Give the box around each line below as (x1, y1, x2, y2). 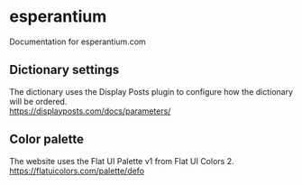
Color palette (9, 132, 84, 147)
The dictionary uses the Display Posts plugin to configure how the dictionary (9, 86, 294, 97)
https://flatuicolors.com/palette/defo (9, 165, 145, 176)
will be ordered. (9, 96, 68, 106)
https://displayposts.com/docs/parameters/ (9, 106, 171, 116)
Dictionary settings (9, 62, 120, 78)
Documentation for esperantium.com (9, 36, 146, 47)
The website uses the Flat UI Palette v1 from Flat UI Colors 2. (9, 155, 234, 166)
